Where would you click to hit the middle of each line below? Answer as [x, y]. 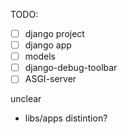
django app [48, 45]
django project [54, 33]
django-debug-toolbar [71, 68]
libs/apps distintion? [66, 118]
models [40, 56]
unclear [26, 99]
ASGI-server [50, 79]
